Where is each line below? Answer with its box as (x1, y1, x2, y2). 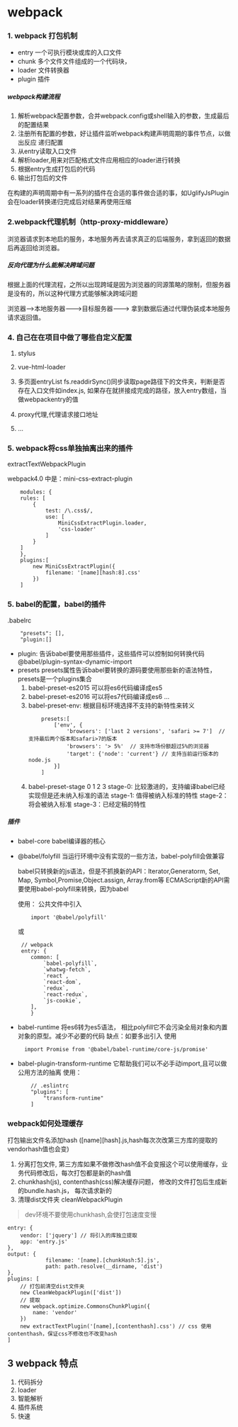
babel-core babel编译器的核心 (17, 836, 106, 845)
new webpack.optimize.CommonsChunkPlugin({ (20, 1302, 151, 1310)
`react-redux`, (43, 990, 89, 998)
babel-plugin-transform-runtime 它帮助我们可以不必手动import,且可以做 (17, 1059, 227, 1068)
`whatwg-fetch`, (43, 966, 91, 973)
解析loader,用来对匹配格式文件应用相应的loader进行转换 (17, 156, 181, 164)
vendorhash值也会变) (7, 1144, 69, 1153)
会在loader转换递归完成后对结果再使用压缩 (7, 198, 132, 206)
